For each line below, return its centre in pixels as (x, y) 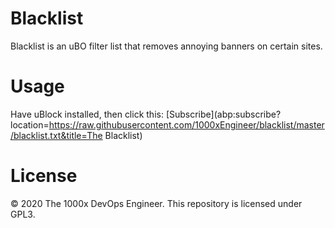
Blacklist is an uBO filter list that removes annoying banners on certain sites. (166, 46)
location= (30, 124)
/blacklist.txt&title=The (56, 135)
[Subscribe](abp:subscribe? (223, 114)
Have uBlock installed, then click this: (87, 114)
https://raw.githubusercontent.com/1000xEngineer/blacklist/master (186, 124)
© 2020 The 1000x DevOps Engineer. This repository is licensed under (156, 203)
